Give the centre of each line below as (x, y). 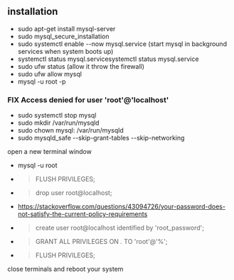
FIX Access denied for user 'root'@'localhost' (88, 100)
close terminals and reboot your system (65, 269)
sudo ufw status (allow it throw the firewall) (81, 66)
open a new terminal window (50, 152)
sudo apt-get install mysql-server (67, 28)
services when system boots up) (65, 51)
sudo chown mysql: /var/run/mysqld (70, 130)
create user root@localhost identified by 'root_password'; (120, 228)
